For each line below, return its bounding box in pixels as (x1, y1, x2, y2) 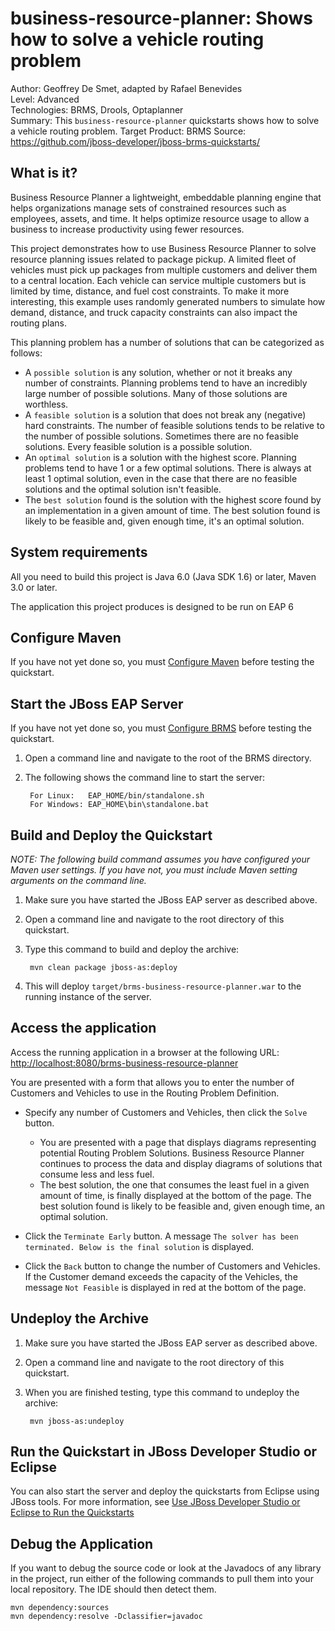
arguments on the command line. (10, 875, 147, 886)
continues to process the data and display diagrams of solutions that (39, 1157, 323, 1169)
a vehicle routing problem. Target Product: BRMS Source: (10, 125, 247, 137)
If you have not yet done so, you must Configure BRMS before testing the (10, 722, 312, 734)
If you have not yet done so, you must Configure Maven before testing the (10, 656, 315, 668)
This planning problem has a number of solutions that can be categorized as (10, 336, 325, 348)
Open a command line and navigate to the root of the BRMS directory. (24, 752, 312, 764)
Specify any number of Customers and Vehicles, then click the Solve (24, 1106, 308, 1118)
